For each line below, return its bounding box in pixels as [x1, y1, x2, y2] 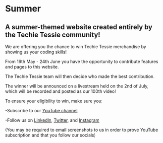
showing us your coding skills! [5, 49, 67, 55]
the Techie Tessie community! [5, 30, 101, 39]
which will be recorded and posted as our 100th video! [5, 88, 116, 94]
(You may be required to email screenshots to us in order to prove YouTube [5, 127, 159, 133]
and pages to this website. [5, 64, 59, 70]
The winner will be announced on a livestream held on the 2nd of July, [5, 83, 149, 89]
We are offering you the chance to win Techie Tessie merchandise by [5, 44, 146, 50]
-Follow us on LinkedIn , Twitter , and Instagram [5, 117, 100, 123]
